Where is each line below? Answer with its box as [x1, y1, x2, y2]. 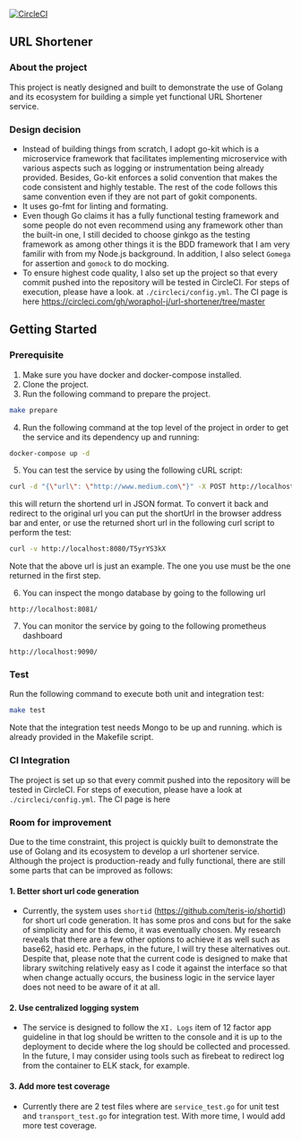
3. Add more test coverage [9, 1081, 110, 1092]
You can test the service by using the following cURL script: [21, 465, 244, 475]
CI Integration [9, 754, 70, 767]
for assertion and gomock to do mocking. [21, 257, 169, 268]
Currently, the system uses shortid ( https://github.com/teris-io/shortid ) [21, 906, 287, 917]
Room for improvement [9, 816, 112, 829]
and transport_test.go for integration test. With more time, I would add [21, 1110, 286, 1121]
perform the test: [9, 527, 72, 538]
